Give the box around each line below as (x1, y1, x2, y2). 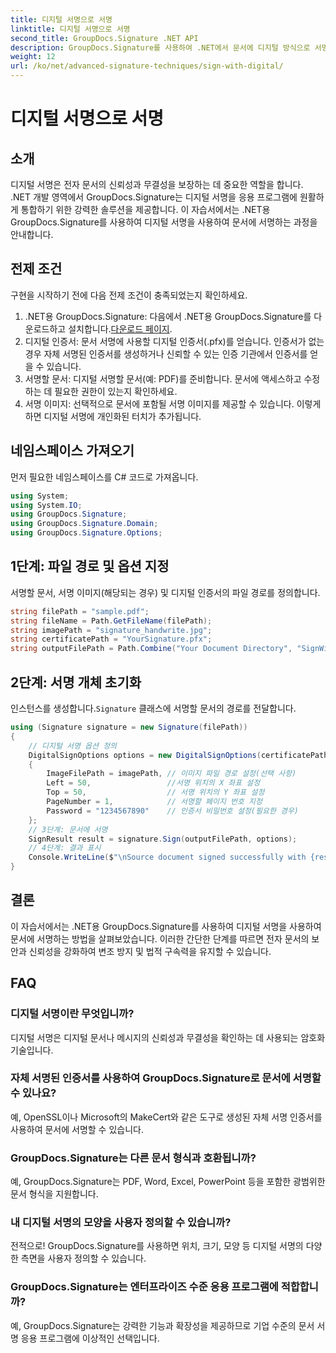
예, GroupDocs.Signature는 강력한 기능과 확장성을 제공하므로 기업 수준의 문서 (10, 1319, 315, 1331)
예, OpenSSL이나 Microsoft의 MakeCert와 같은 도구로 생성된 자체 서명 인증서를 (10, 1111, 323, 1123)
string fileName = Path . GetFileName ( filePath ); (10, 616, 213, 626)
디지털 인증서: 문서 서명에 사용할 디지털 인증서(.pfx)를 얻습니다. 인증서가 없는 (24, 335, 325, 347)
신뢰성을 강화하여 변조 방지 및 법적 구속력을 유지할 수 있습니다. (28, 945, 272, 957)
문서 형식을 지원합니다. (10, 1188, 99, 1200)
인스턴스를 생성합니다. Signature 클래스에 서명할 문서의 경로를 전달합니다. (10, 702, 297, 714)
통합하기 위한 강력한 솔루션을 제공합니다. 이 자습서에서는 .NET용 (20, 204, 271, 215)
